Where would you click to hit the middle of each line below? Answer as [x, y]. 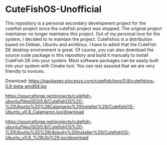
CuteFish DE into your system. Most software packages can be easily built [82, 60]
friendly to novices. [25, 71]
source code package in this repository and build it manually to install [77, 55]
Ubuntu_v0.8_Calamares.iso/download [45, 112]
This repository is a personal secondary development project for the [76, 23]
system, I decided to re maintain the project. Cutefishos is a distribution [79, 39]
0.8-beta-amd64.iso [26, 86]
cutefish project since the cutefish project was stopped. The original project [83, 28]
